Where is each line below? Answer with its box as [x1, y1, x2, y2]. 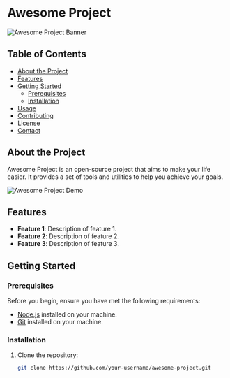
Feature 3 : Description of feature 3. [17, 240, 120, 248]
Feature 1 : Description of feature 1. [17, 225, 117, 233]
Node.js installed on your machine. [17, 310, 117, 319]
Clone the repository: [17, 351, 79, 359]
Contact [17, 126, 40, 134]
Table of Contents [7, 48, 87, 60]
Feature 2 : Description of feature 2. [17, 232, 120, 240]
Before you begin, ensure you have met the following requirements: [7, 297, 201, 305]
